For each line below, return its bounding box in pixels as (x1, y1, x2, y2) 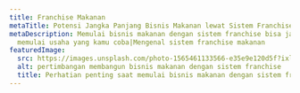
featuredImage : (9, 46, 66, 55)
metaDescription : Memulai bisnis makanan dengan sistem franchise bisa (9, 29, 281, 38)
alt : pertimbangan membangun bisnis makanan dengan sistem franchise (17, 63, 281, 72)
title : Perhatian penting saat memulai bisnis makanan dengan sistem (17, 71, 281, 80)
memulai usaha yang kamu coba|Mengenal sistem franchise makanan (17, 37, 266, 47)
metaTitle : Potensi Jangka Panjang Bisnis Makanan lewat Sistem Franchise (9, 21, 294, 30)
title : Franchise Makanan (9, 12, 105, 22)
